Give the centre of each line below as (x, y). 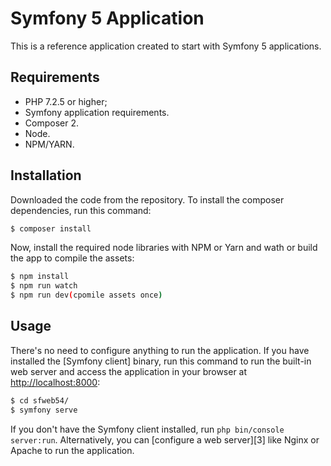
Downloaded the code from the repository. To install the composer (147, 199)
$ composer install (51, 228)
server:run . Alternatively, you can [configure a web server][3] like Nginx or (165, 439)
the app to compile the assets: (72, 258)
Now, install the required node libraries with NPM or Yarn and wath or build (164, 248)
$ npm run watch (44, 286)
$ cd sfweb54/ (40, 400)
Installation (46, 175)
